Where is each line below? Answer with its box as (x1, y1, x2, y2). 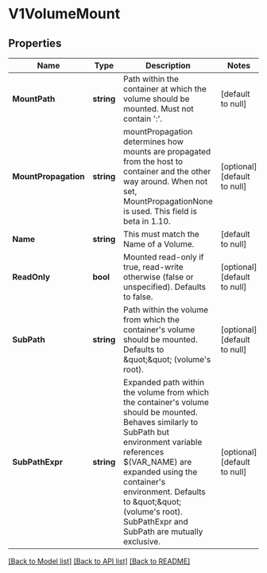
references (122, 446, 164, 458)
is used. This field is (122, 206, 197, 216)
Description (145, 60, 191, 71)
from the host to (122, 156, 184, 167)
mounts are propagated (122, 146, 211, 157)
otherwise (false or (122, 271, 194, 283)
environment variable (122, 437, 203, 447)
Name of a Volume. (122, 239, 195, 249)
